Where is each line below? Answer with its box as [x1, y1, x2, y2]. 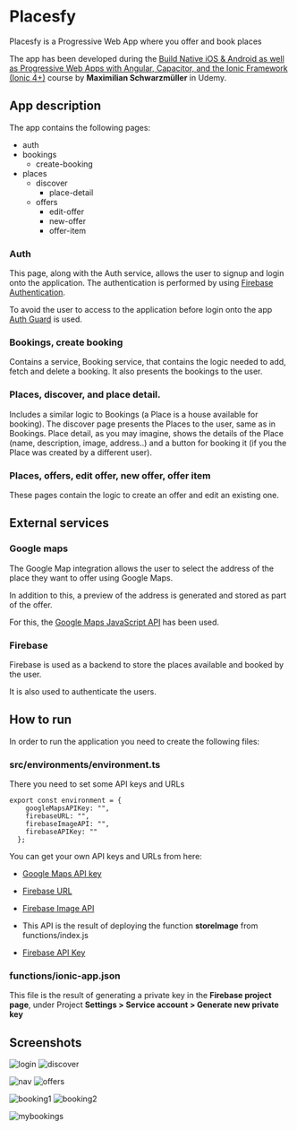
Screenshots [9, 1035, 82, 1050]
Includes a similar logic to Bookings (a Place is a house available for [9, 409, 259, 419]
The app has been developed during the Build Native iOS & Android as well [9, 53, 284, 64]
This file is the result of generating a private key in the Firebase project [9, 990, 272, 1001]
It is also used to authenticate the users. [9, 686, 157, 696]
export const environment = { [9, 796, 123, 806]
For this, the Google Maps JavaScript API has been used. [9, 617, 220, 627]
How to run [9, 712, 72, 728]
